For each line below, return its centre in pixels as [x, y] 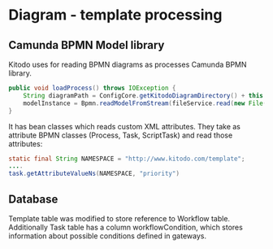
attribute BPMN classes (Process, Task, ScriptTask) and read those [121, 135]
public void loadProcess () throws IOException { [92, 88]
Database [33, 199]
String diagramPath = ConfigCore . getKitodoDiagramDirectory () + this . [145, 95]
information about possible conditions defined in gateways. [108, 236]
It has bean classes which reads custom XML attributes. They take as [125, 126]
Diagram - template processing [115, 15]
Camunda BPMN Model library [87, 45]
